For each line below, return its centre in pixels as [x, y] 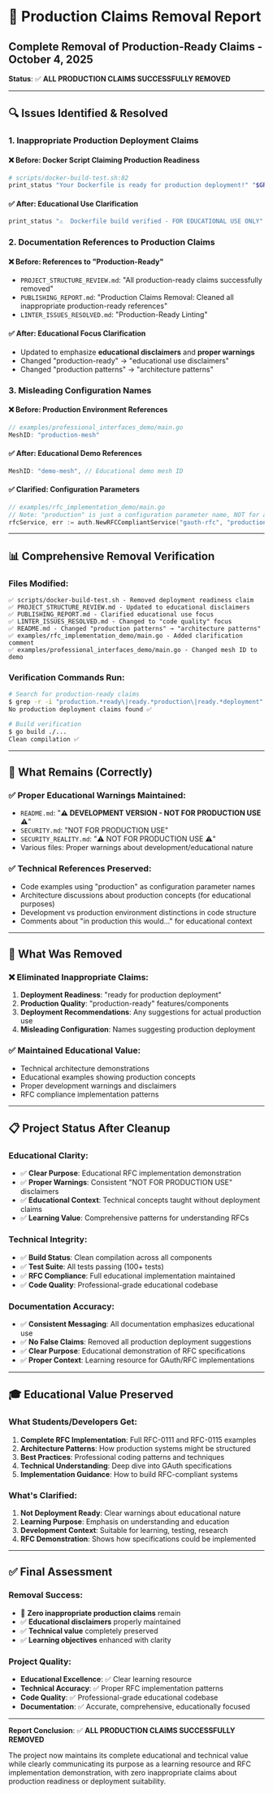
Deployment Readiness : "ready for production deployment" [121, 995]
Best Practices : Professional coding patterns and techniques [122, 1457]
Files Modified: [39, 583]
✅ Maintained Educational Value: [74, 1050]
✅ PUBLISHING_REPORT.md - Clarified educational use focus [111, 615]
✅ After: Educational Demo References [75, 454]
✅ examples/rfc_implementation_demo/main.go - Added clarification [126, 636]
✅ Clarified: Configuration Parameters [74, 489]
